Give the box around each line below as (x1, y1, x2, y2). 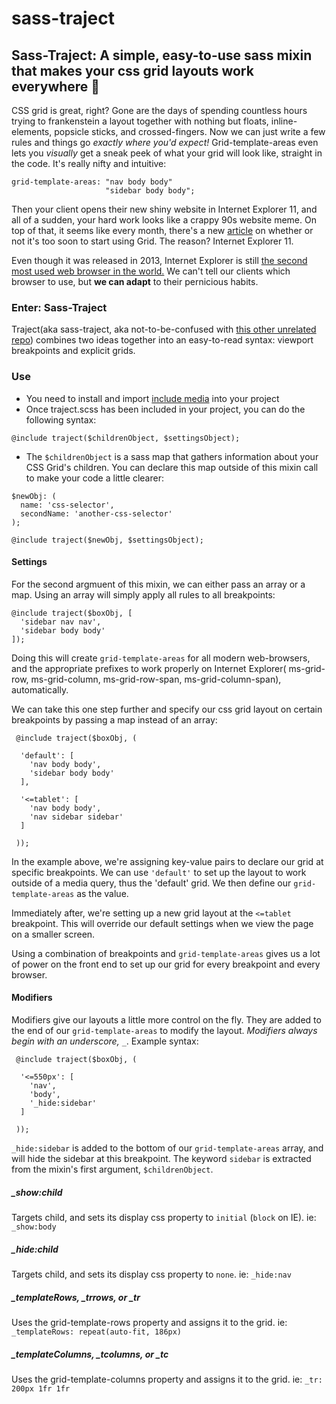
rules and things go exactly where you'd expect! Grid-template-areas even (11, 137, 319, 148)
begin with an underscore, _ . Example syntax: (11, 1035, 199, 1047)
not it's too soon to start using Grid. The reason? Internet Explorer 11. (11, 235, 294, 247)
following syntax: (25, 413, 97, 426)
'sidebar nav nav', (20, 617, 102, 627)
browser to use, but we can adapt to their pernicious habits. (11, 276, 259, 287)
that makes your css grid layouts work (11, 62, 254, 79)
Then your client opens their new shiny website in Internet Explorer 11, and (11, 203, 318, 215)
